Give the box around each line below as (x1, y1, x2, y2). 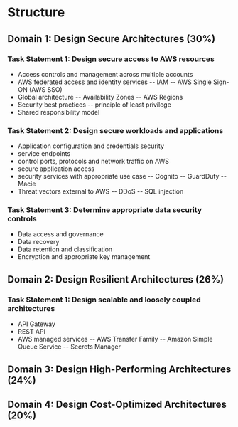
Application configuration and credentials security (17, 142, 165, 150)
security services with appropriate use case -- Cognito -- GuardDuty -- (17, 172, 227, 181)
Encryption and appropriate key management (17, 253, 151, 261)
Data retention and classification (17, 245, 113, 253)
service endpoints (17, 149, 71, 158)
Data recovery (17, 238, 60, 246)
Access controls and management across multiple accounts (17, 70, 193, 78)
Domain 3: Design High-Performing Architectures (7, 363, 232, 375)
